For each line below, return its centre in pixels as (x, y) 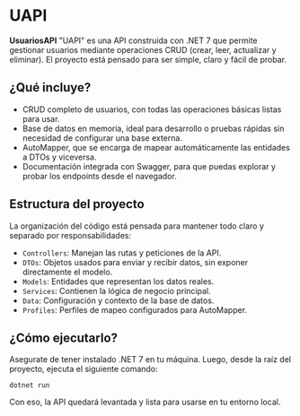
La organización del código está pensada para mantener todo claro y (137, 226)
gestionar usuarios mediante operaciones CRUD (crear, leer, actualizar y (143, 49)
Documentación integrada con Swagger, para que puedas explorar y (149, 166)
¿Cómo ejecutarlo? (64, 338)
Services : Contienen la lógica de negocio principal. (116, 290)
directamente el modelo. (67, 272)
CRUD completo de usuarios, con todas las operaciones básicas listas (152, 109)
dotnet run (30, 386)
